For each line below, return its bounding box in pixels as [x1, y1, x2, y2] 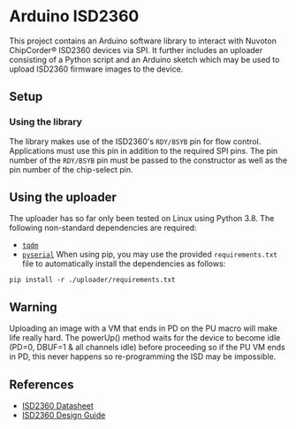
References [9, 377, 74, 392]
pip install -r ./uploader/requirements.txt [9, 276, 176, 285]
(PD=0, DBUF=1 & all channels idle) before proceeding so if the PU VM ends [9, 342, 285, 353]
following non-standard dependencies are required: [9, 223, 197, 234]
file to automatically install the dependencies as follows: [21, 258, 226, 269]
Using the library [9, 116, 82, 128]
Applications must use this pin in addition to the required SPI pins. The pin [9, 145, 278, 156]
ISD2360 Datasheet [21, 401, 95, 411]
